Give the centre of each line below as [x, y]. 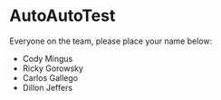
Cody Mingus [48, 58]
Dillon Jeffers [48, 87]
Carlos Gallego [50, 77]
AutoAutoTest [62, 16]
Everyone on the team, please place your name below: [111, 41]
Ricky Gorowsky [53, 68]
